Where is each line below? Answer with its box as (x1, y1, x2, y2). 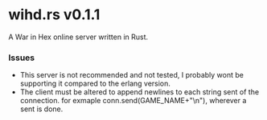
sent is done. (19, 104, 64, 114)
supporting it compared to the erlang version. (19, 78, 171, 89)
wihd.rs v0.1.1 (8, 6, 101, 24)
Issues (8, 52, 35, 63)
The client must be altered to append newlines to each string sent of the (19, 87, 260, 97)
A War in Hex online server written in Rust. (8, 32, 149, 42)
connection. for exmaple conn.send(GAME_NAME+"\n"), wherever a (19, 96, 247, 106)
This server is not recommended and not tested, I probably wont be (19, 70, 244, 80)
